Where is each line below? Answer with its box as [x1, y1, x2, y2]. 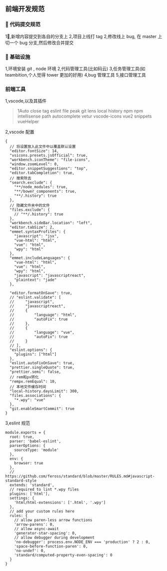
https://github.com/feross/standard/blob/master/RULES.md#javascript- [5, 474, 155, 479]
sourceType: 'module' [14, 447, 59, 453]
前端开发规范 [5, 5, 45, 14]
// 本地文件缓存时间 [9, 384, 46, 389]
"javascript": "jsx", [14, 234, 59, 239]
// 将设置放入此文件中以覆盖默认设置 [9, 144, 76, 149]
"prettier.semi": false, [9, 369, 61, 374]
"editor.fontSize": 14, [9, 149, 59, 154]
